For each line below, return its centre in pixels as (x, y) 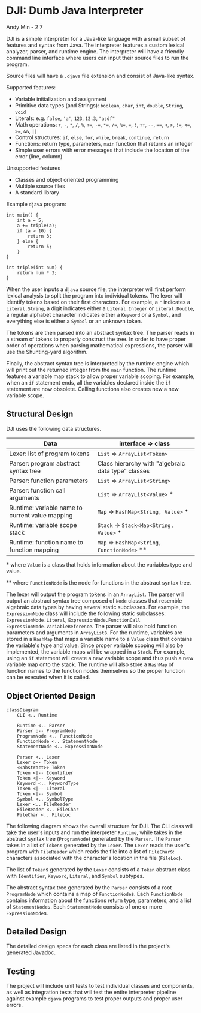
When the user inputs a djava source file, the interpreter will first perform (96, 289)
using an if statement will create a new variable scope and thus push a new (100, 658)
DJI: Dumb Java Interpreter (75, 11)
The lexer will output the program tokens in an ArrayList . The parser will (95, 594)
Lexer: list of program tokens (49, 454)
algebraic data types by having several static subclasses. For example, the (98, 607)
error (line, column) (39, 156)
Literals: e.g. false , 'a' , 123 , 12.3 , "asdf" (65, 118)
